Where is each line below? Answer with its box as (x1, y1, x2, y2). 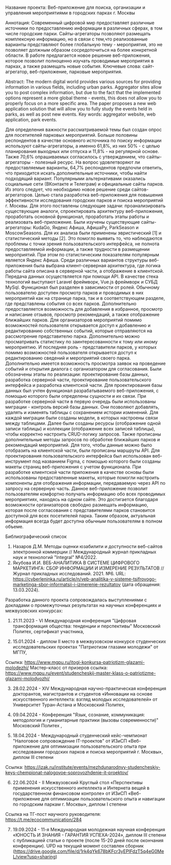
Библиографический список (5, 533, 67, 539)
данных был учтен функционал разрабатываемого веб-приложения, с (5, 387, 159, 394)
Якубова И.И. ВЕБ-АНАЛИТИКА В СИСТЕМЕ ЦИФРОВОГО (12, 560, 140, 566)
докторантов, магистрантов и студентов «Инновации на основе (12, 691, 153, 697)
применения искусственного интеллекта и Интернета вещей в (12, 785, 150, 791)
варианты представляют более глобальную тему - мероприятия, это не (5, 41, 163, 48)
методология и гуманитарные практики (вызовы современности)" (12, 717, 159, 723)
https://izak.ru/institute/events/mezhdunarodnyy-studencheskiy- (25, 764, 161, 770)
